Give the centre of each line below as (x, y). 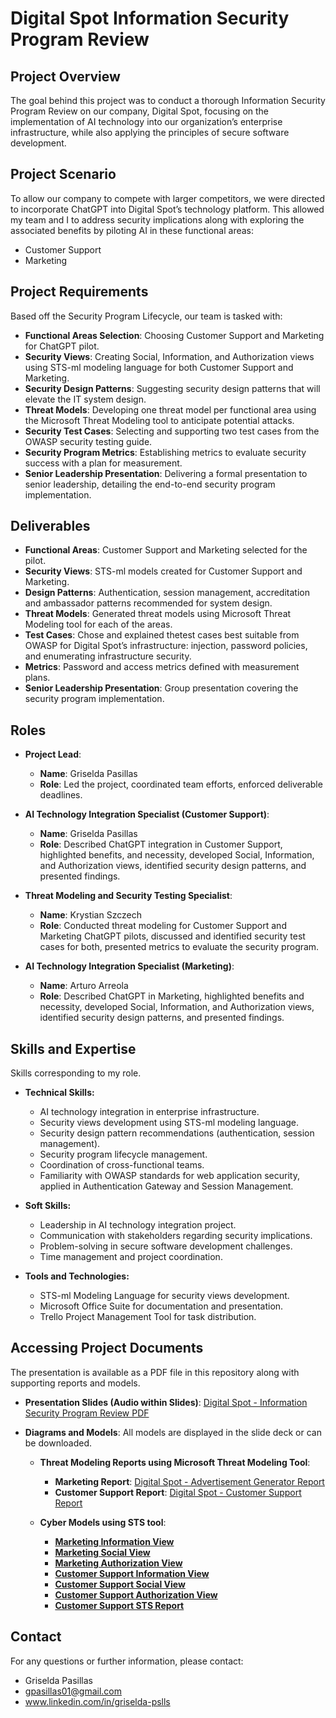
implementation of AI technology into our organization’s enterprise (146, 121)
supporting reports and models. (75, 1383)
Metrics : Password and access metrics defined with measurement (162, 667)
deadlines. (61, 795)
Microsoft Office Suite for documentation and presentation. (161, 1306)
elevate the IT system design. (85, 399)
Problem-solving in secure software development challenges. (166, 1246)
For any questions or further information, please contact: (127, 1661)
